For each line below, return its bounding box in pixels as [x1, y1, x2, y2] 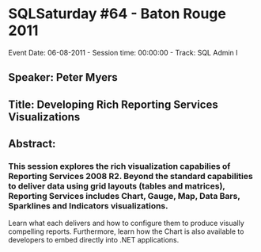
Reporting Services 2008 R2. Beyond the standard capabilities [8, 171, 253, 182]
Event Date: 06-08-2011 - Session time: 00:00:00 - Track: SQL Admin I [8, 48, 239, 57]
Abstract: [8, 137, 56, 151]
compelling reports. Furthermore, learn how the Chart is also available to [8, 227, 244, 236]
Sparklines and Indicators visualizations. [8, 200, 168, 212]
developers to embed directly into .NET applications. [8, 235, 180, 245]
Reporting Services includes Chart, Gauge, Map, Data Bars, [8, 191, 240, 202]
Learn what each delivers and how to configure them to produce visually [8, 219, 245, 228]
